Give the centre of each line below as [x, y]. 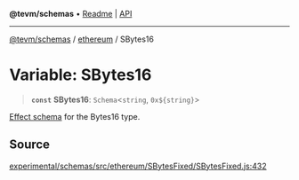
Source [30, 145]
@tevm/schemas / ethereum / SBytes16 [81, 39]
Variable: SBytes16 [81, 75]
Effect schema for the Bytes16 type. [75, 116]
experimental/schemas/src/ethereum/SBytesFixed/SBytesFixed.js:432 [138, 166]
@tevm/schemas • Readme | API [71, 14]
